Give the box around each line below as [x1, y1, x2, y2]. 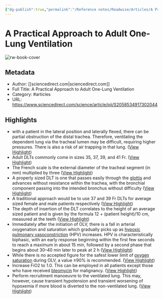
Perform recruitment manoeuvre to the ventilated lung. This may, [12, 273, 142, 279]
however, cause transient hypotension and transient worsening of [12, 278, 143, 284]
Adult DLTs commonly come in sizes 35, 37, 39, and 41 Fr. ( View [12, 155, 140, 160]
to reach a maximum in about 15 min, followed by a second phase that [12, 242, 152, 248]
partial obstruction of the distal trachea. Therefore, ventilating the [12, 134, 143, 140]
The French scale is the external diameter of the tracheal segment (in [12, 165, 150, 171]
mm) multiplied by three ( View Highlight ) [12, 170, 93, 176]
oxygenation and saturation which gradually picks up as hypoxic [12, 226, 141, 233]
